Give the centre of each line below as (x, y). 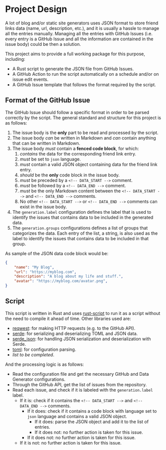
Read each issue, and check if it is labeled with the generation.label (83, 390)
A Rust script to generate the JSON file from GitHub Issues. (73, 69)
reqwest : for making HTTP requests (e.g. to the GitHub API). (74, 328)
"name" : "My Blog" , (34, 267)
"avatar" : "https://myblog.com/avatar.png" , (61, 281)
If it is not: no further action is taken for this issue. (71, 443)
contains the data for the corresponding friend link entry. (78, 153)
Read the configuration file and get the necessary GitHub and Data (81, 374)
